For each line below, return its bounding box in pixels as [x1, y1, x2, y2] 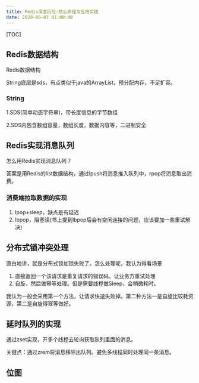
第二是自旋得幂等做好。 [16, 299, 74, 307]
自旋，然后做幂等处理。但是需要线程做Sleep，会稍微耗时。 [14, 280, 159, 287]
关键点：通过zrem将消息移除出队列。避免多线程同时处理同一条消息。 [6, 348, 175, 356]
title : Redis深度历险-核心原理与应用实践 [6, 8, 99, 15]
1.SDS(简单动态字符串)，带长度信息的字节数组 [6, 109, 118, 116]
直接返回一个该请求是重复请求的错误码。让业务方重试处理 [14, 272, 156, 279]
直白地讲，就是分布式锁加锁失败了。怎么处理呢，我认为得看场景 [6, 260, 162, 267]
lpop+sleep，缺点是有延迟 [14, 208, 79, 215]
